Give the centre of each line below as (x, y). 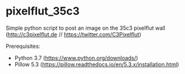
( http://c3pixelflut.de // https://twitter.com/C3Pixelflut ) (74, 34)
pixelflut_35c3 (43, 11)
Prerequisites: (23, 46)
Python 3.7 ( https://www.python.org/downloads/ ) (76, 58)
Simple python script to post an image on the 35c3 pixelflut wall (86, 28)
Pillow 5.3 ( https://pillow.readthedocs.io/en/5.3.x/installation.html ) (97, 64)
